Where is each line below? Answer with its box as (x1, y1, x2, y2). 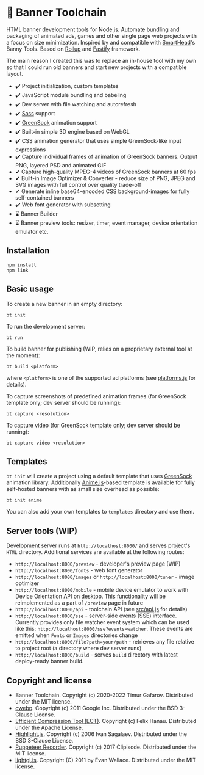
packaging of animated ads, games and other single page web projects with (6, 32, 197, 39)
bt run (6, 334, 23, 341)
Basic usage (6, 284, 54, 294)
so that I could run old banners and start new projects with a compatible (6, 64, 187, 71)
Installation (6, 246, 50, 256)
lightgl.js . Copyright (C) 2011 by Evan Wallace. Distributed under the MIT (15, 757, 196, 763)
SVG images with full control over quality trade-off (15, 181, 142, 188)
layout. (6, 70, 23, 77)
